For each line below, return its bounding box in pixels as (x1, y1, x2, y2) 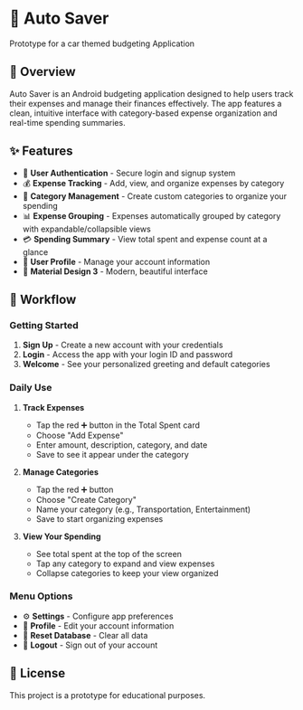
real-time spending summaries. (9, 117, 126, 128)
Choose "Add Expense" (35, 430, 124, 440)
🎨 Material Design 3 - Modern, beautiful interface (22, 266, 208, 277)
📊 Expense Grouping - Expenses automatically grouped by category (22, 210, 281, 221)
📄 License (9, 666, 66, 681)
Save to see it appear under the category (35, 449, 190, 459)
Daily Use (9, 382, 52, 394)
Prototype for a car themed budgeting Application (9, 38, 195, 49)
